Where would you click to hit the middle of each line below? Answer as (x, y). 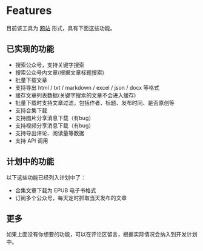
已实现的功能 (30, 49)
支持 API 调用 (32, 141)
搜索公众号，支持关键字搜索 (50, 65)
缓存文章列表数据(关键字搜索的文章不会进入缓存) (75, 95)
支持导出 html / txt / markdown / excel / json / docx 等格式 (87, 87)
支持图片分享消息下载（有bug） (55, 118)
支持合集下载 (31, 110)
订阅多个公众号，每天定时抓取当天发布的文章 (71, 198)
